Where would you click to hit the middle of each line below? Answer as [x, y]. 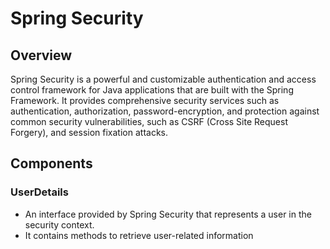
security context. [59, 224]
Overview [41, 55]
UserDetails [39, 192]
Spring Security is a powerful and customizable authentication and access [163, 79]
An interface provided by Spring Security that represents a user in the [168, 214]
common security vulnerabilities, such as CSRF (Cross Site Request [149, 121]
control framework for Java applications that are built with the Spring [152, 90]
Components [51, 163]
